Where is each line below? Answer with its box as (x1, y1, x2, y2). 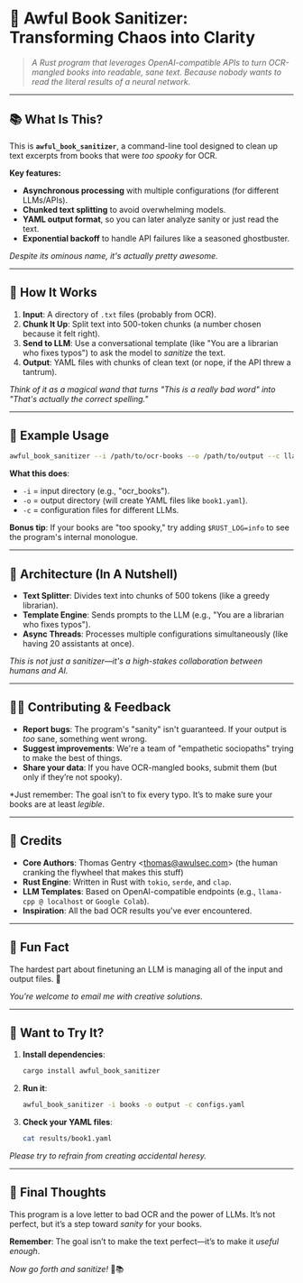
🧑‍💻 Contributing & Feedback (9, 700, 171, 715)
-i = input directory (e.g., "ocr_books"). (22, 486, 170, 497)
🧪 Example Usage (9, 427, 110, 443)
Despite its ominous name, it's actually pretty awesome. (9, 250, 218, 261)
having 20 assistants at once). (22, 638, 135, 649)
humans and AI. (9, 665, 69, 676)
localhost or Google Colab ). (46, 895, 150, 906)
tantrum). (22, 366, 58, 377)
